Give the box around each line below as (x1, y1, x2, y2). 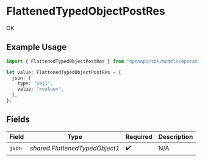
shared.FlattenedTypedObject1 (29, 144, 120, 153)
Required (125, 132, 153, 141)
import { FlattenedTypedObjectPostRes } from (6, 58, 124, 65)
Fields (6, 114, 31, 125)
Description (158, 132, 193, 141)
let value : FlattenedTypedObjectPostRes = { (6, 69, 121, 76)
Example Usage (6, 42, 67, 52)
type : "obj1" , (17, 80, 53, 86)
